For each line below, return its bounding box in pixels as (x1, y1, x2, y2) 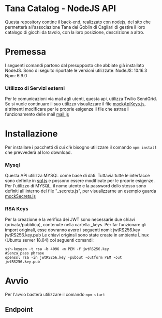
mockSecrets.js (5, 193, 36, 199)
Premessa (5, 47, 46, 57)
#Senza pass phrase (5, 251, 44, 255)
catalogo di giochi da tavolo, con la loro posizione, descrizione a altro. (5, 29, 145, 35)
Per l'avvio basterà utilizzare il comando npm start (5, 291, 105, 297)
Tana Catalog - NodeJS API (5, 3, 116, 14)
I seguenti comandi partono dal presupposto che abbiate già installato (5, 62, 144, 68)
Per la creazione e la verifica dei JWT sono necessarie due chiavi (5, 217, 135, 222)
